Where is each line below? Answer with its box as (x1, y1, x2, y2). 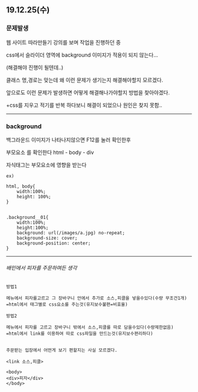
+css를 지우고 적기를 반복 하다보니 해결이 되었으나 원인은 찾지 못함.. (6, 102, 163, 109)
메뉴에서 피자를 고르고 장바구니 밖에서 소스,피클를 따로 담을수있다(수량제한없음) (6, 325, 174, 331)
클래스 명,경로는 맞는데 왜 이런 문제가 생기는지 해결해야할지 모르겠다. (6, 76, 163, 83)
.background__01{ (6, 214, 49, 220)
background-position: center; (16, 240, 91, 246)
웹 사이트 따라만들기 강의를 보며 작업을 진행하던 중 (6, 38, 121, 45)
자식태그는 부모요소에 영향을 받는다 (6, 161, 87, 168)
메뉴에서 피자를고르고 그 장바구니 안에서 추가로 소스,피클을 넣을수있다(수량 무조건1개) (6, 295, 187, 302)
